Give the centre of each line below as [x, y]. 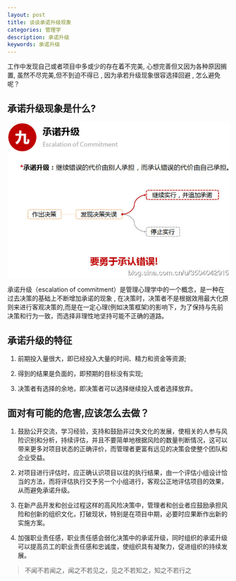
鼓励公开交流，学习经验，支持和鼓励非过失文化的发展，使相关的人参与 [119, 431]
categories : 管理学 [34, 30]
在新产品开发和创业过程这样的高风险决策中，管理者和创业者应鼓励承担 [119, 505]
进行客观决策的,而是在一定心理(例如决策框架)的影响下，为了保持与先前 [122, 307]
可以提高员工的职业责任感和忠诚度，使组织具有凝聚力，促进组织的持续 [119, 546]
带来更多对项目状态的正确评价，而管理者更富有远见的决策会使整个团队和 [122, 449]
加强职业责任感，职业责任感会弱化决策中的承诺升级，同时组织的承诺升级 [122, 538]
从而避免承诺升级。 [45, 490]
